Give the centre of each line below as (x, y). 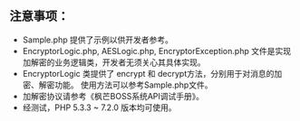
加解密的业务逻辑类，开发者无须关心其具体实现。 (114, 62)
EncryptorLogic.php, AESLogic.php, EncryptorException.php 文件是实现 (157, 51)
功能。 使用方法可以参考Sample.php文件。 (133, 85)
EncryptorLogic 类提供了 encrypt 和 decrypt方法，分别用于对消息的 (148, 73)
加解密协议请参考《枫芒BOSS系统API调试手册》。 (113, 96)
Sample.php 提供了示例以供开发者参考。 (98, 40)
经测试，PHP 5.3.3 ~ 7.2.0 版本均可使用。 (99, 107)
